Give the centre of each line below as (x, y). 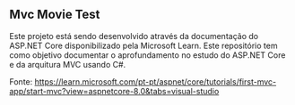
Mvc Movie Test (55, 15)
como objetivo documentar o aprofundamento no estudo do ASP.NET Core (147, 55)
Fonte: (21, 81)
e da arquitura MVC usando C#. (68, 64)
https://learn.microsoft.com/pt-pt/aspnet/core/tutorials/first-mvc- (155, 81)
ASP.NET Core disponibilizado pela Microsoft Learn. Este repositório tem (143, 45)
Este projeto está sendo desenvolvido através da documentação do (134, 36)
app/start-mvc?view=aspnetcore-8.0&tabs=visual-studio (114, 91)
